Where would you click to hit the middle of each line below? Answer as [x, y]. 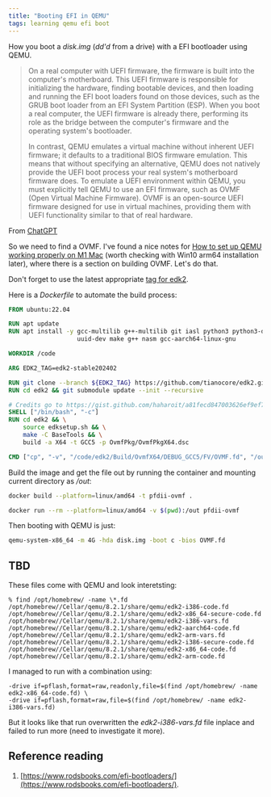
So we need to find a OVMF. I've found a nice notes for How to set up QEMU [135, 246]
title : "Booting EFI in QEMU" [59, 16]
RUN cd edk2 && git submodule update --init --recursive [106, 390]
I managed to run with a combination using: [80, 672]
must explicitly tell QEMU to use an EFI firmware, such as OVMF [134, 189]
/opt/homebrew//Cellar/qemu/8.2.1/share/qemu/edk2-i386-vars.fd [119, 621]
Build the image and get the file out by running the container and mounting [132, 472]
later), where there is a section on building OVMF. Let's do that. [113, 263]
